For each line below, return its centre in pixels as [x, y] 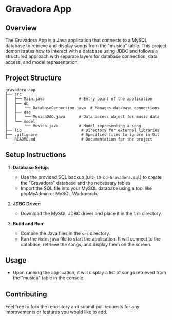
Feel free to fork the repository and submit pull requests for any [72, 307]
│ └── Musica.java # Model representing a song [73, 126]
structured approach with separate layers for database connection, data [81, 56]
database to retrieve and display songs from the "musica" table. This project [86, 46]
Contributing [26, 294]
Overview [21, 28]
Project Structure [33, 78]
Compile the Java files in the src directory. [65, 233]
